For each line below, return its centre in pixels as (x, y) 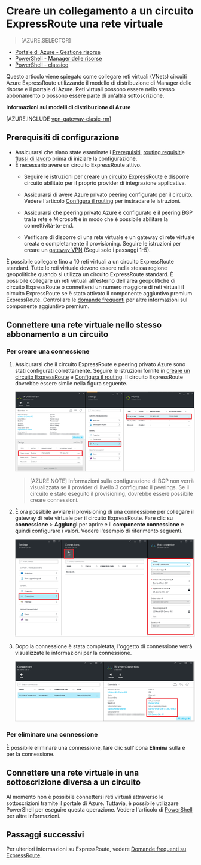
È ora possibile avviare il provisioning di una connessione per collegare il (104, 512)
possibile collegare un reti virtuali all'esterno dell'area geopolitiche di (91, 280)
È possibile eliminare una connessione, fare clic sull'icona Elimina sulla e (96, 747)
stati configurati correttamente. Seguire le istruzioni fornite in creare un (102, 371)
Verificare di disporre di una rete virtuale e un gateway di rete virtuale (109, 237)
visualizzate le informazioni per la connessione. (73, 653)
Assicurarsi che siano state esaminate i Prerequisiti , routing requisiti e (100, 152)
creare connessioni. (54, 500)
